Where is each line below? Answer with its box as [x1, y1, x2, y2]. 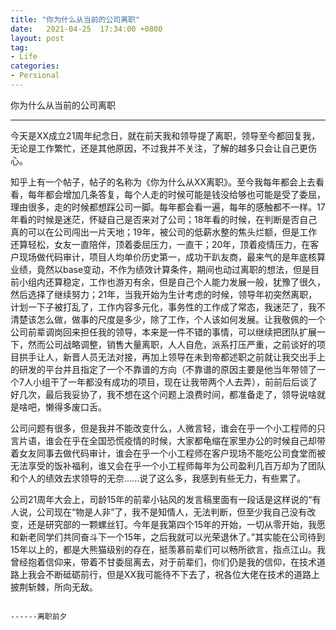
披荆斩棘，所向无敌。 [10, 581, 98, 593]
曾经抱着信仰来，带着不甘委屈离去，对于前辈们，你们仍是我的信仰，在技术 [10, 556, 317, 568]
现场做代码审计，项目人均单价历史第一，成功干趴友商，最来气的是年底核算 [18, 251, 326, 263]
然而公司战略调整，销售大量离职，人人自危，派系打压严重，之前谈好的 [27, 338, 317, 350]
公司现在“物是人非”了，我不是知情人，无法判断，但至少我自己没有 [36, 506, 308, 518]
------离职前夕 [10, 611, 68, 621]
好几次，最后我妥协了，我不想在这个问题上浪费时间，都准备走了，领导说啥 [10, 388, 317, 400]
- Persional [10, 71, 60, 81]
